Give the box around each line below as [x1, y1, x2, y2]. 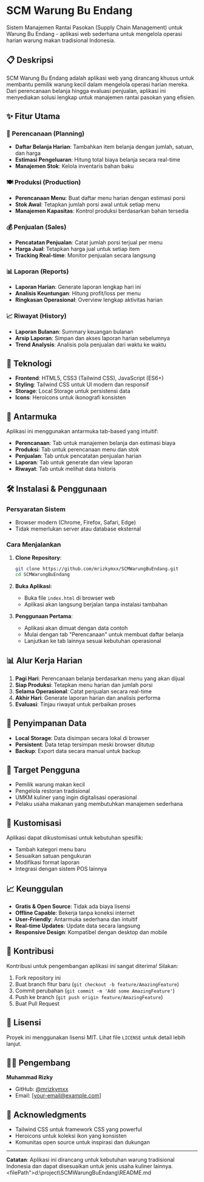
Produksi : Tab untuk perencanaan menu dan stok [15, 446, 140, 453]
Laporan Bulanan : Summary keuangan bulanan [15, 328, 134, 335]
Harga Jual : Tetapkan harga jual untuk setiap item [15, 246, 140, 253]
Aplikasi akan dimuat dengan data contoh [24, 624, 128, 631]
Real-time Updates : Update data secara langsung [15, 922, 141, 930]
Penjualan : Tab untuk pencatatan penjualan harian [15, 452, 141, 459]
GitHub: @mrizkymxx [15, 1085, 69, 1093]
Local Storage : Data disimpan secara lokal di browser [15, 734, 150, 741]
